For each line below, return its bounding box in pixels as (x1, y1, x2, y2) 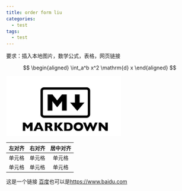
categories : (6, 15, 36, 22)
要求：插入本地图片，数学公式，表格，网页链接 (6, 52, 120, 59)
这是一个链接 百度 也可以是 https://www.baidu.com (6, 178, 127, 185)
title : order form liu (6, 9, 62, 15)
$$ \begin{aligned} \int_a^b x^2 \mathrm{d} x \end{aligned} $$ (23, 64, 177, 71)
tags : (6, 28, 20, 34)
